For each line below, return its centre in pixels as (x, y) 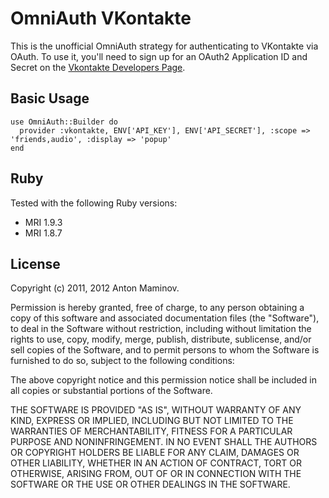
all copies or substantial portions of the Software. (111, 391)
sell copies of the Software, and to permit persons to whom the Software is (165, 350)
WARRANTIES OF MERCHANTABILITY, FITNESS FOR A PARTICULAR (151, 431)
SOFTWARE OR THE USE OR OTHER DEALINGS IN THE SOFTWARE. (150, 484)
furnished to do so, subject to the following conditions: (122, 361)
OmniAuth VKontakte (101, 18)
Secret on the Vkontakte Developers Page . (98, 67)
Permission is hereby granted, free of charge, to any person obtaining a (157, 308)
